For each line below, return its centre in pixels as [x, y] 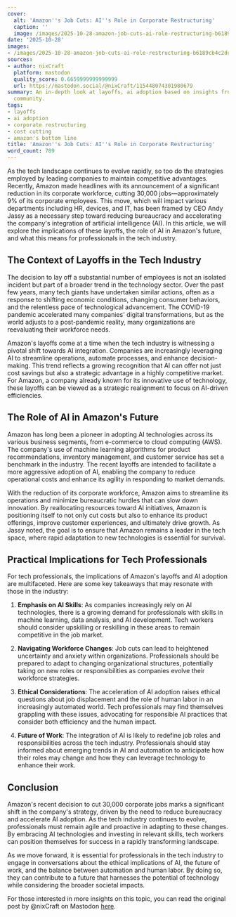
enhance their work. [46, 765]
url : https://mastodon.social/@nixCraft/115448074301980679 [103, 86]
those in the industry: [38, 592]
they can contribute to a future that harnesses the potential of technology [113, 878]
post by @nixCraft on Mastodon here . [61, 906]
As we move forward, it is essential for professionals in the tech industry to [115, 855]
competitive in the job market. [60, 635]
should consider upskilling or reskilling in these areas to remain [109, 627]
